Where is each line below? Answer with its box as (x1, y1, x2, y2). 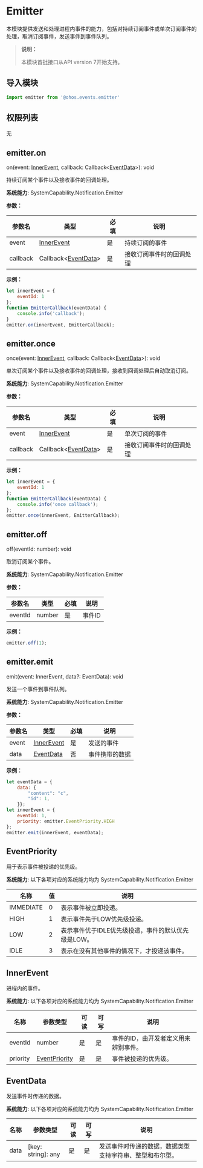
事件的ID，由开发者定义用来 (111, 1034, 191, 1043)
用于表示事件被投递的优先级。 (6, 863, 80, 871)
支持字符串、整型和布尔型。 (98, 1151, 178, 1160)
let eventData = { (6, 778, 53, 785)
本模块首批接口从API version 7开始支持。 (21, 58, 123, 65)
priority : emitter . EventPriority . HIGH (17, 818, 115, 825)
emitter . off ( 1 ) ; (6, 640, 47, 646)
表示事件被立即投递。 (60, 904, 122, 912)
